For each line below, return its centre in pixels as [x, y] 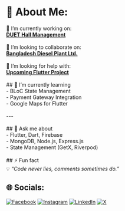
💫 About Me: [37, 12]
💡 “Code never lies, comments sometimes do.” [63, 169]
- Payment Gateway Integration [44, 97]
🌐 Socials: [25, 188]
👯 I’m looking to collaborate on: [44, 47]
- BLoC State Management [38, 91]
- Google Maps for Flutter [37, 103]
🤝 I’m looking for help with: [38, 66]
